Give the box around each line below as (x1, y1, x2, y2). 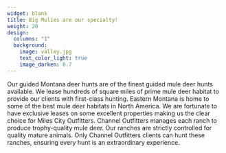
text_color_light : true (19, 55, 88, 62)
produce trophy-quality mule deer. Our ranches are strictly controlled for (7, 123, 212, 132)
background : (13, 42, 48, 49)
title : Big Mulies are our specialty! (7, 16, 118, 23)
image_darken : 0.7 (19, 61, 72, 68)
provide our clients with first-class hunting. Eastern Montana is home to (7, 94, 210, 103)
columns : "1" (13, 36, 51, 43)
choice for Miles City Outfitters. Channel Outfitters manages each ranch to (7, 116, 218, 124)
